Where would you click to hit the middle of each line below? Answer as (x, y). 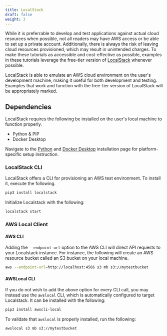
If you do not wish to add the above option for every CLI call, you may (77, 290)
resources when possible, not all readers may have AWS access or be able (82, 39)
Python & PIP (26, 134)
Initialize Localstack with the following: (45, 202)
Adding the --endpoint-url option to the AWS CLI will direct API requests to (83, 247)
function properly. (24, 124)
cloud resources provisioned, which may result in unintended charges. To (81, 49)
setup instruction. (41, 154)
